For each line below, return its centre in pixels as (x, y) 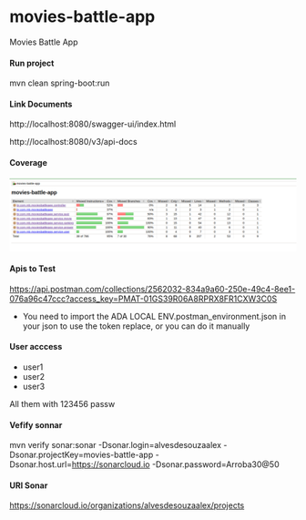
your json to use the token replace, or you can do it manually (136, 326)
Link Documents (41, 104)
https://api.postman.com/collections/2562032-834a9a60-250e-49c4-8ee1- (153, 289)
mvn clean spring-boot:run (60, 83)
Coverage (28, 162)
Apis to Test (33, 269)
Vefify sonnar (36, 424)
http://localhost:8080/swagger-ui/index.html (93, 124)
